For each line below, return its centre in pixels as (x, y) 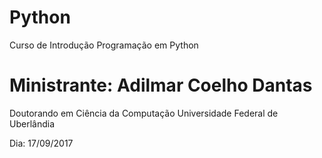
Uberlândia (32, 123)
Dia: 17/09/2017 (41, 143)
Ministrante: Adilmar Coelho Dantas (161, 85)
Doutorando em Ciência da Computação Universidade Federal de (144, 113)
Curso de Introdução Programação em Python (104, 45)
